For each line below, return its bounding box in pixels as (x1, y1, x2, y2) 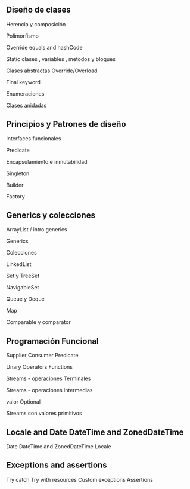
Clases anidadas (6, 102, 47, 109)
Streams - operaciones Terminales (6, 375, 91, 382)
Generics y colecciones (6, 210, 95, 221)
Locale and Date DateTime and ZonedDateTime (6, 427, 184, 437)
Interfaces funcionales (6, 135, 61, 142)
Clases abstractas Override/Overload (6, 67, 98, 74)
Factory (6, 192, 25, 200)
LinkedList (6, 261, 32, 268)
